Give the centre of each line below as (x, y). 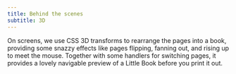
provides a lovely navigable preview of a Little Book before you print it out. (115, 63)
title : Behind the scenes (45, 14)
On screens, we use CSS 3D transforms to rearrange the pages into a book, (117, 40)
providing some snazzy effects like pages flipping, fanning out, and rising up (118, 48)
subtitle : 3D (26, 20)
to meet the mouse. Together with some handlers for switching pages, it (112, 55)
